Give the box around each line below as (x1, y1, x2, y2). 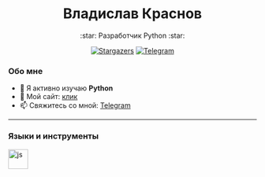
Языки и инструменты (8, 131, 99, 142)
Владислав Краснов (62, 5, 203, 23)
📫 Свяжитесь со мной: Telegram (19, 101, 132, 110)
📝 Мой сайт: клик (19, 92, 78, 101)
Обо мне (8, 65, 43, 76)
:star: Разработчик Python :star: (80, 31, 185, 40)
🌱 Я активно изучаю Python (19, 83, 114, 93)
